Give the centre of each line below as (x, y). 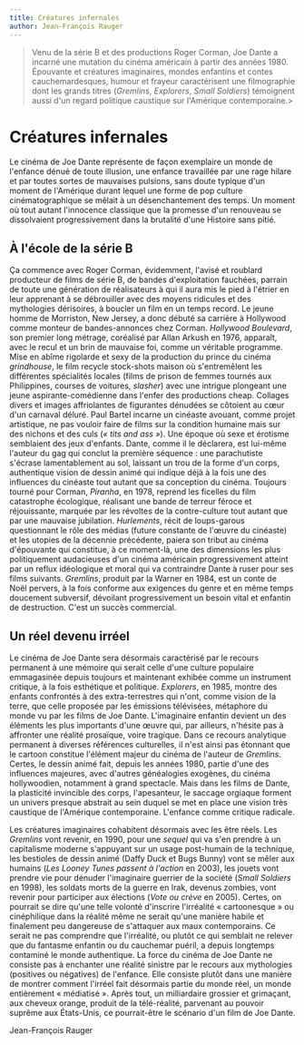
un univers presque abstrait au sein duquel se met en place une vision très (148, 803)
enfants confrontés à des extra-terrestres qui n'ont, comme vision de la (143, 697)
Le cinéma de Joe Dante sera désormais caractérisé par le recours (134, 658)
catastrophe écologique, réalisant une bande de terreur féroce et (131, 502)
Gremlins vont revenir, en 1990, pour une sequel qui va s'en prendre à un (145, 839)
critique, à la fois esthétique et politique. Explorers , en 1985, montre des (143, 687)
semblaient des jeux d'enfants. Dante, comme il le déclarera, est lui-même (148, 444)
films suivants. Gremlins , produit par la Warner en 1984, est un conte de (143, 579)
